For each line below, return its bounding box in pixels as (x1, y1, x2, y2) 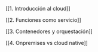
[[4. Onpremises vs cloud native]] (5, 40, 88, 46)
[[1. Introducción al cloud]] (5, 5, 71, 12)
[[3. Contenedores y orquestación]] (5, 28, 93, 35)
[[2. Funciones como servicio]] (5, 17, 81, 23)
